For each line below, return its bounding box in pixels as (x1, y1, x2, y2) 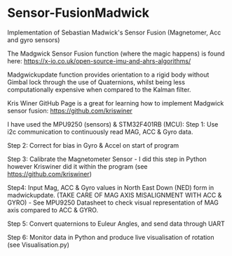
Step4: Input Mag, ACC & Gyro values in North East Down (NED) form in (7, 183, 214, 191)
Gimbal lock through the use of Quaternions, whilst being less (7, 77, 186, 86)
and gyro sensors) (7, 35, 60, 44)
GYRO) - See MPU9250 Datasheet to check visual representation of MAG (7, 198, 219, 207)
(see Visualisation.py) (7, 241, 70, 249)
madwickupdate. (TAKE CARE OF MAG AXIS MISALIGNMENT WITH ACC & (7, 191, 222, 199)
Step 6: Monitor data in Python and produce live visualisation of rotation (7, 233, 215, 241)
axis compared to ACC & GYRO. (7, 205, 99, 214)
